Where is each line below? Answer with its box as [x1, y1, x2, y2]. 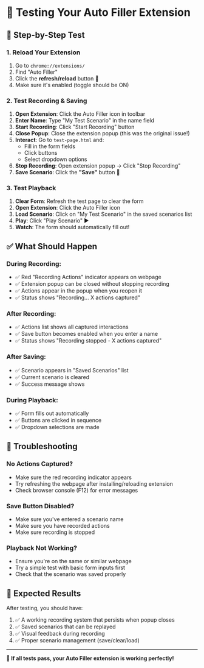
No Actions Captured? [6, 460, 73, 468]
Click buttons [24, 149, 58, 157]
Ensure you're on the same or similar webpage [15, 558, 132, 565]
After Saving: [6, 353, 47, 361]
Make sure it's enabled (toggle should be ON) [15, 81, 129, 88]
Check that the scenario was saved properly [15, 570, 126, 578]
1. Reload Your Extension [6, 48, 81, 57]
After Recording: [6, 310, 56, 318]
